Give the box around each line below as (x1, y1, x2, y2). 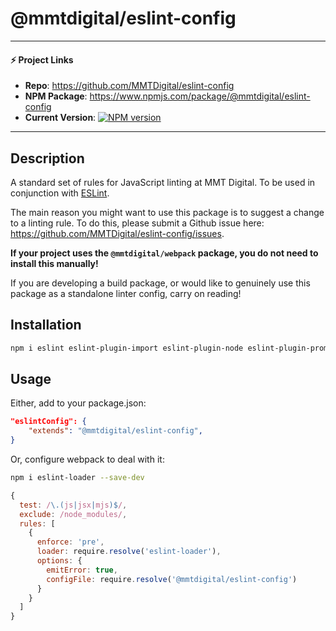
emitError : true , (46, 565, 118, 575)
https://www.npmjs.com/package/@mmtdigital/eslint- (89, 90, 311, 102)
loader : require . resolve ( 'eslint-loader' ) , (36, 547, 222, 557)
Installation (10, 317, 82, 334)
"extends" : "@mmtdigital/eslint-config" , (28, 426, 203, 436)
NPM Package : (24, 90, 88, 102)
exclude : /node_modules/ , (19, 509, 128, 519)
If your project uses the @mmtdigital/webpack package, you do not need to (10, 247, 319, 259)
